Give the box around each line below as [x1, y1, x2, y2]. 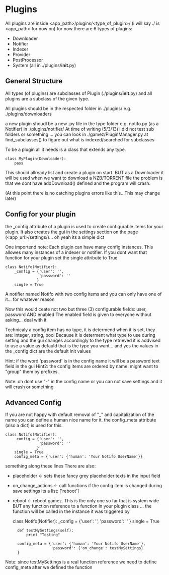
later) [5, 195, 17, 201]
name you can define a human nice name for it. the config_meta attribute [5, 417, 156, 423]
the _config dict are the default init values [5, 348, 91, 354]
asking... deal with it [5, 317, 47, 323]
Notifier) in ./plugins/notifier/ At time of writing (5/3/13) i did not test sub [5, 126, 154, 132]
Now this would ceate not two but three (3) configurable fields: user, [5, 306, 147, 312]
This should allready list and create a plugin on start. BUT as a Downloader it [5, 169, 164, 175]
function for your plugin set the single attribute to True [5, 254, 118, 260]
